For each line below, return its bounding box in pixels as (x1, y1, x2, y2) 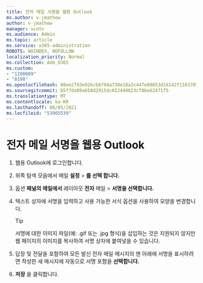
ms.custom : (6, 65, 34, 71)
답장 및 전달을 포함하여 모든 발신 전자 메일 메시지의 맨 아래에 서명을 (14, 250, 173, 258)
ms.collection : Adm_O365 (6, 59, 69, 65)
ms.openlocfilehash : (6, 82, 59, 88)
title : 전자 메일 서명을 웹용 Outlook (6, 8, 92, 15)
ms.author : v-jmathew (6, 15, 61, 21)
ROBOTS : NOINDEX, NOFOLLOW (6, 48, 74, 54)
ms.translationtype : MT (6, 93, 66, 99)
